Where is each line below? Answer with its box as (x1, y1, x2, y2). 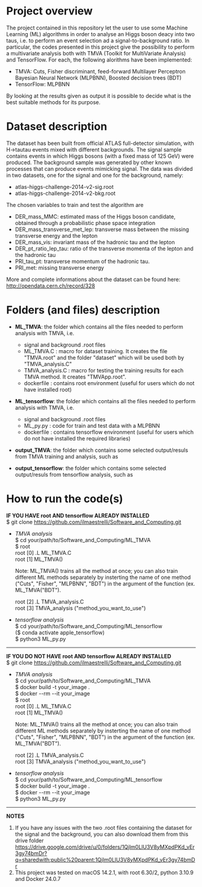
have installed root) (23, 386, 72, 393)
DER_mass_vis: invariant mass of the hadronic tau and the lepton (14, 238, 176, 246)
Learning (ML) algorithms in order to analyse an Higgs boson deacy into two (6, 30, 195, 37)
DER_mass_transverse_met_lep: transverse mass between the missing (14, 226, 189, 233)
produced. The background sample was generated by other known (6, 158, 173, 166)
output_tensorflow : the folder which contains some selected (14, 465, 167, 472)
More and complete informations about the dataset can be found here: (6, 276, 180, 283)
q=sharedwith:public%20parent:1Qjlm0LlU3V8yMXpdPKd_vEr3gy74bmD (14, 856, 195, 863)
